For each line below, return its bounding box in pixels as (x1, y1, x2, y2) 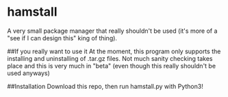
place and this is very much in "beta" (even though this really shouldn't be (7, 61, 216, 70)
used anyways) (7, 69, 50, 77)
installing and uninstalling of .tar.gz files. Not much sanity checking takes (7, 54, 213, 62)
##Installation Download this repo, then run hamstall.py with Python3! (7, 82, 203, 90)
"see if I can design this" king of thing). (7, 33, 118, 42)
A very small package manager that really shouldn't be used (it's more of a (7, 27, 218, 35)
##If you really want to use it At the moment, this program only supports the (7, 47, 221, 55)
